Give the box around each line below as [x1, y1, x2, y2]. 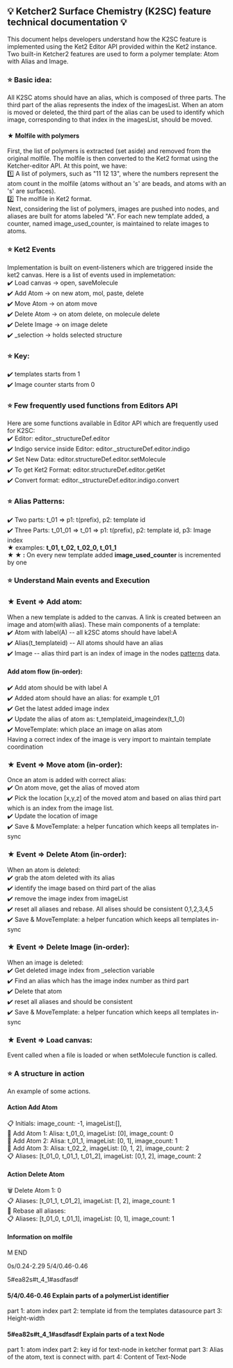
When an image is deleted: [7, 958, 83, 967]
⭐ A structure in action [7, 1069, 85, 1079]
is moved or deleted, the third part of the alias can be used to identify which [7, 108, 225, 117]
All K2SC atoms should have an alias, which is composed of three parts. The [7, 93, 226, 102]
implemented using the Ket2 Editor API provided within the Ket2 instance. [7, 42, 217, 51]
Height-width [7, 1314, 45, 1323]
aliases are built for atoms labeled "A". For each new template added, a [7, 212, 210, 221]
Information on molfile [7, 1233, 73, 1241]
